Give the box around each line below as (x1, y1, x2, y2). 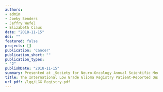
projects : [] (5, 43, 32, 48)
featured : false (5, 39, 38, 44)
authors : (5, 7, 23, 12)
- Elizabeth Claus (5, 25, 42, 30)
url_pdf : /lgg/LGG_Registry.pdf (5, 79, 70, 84)
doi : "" (5, 35, 21, 39)
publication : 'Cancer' (5, 48, 51, 53)
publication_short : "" (5, 52, 51, 57)
